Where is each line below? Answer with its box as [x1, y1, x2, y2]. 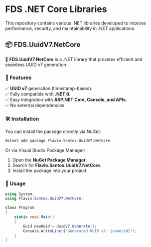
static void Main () [14, 214, 55, 219]
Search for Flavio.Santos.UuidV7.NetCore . [12, 162, 101, 168]
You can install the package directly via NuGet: [5, 128, 101, 134]
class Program [5, 205, 35, 210]
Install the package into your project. [12, 167, 88, 173]
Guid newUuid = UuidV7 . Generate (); [23, 223, 97, 228]
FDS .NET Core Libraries [5, 3, 107, 15]
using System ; [5, 191, 35, 196]
